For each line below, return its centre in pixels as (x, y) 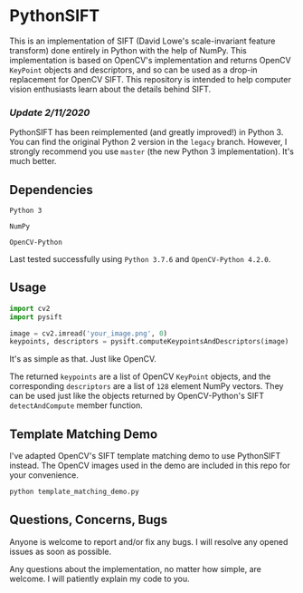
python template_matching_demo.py (75, 492)
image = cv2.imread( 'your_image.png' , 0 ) (89, 333)
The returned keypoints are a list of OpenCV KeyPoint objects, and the (140, 376)
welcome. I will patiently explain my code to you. (99, 578)
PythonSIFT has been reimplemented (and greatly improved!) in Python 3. (147, 132)
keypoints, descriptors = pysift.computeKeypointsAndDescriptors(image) (149, 342)
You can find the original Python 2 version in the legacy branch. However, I (148, 142)
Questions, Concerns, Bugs (89, 520)
